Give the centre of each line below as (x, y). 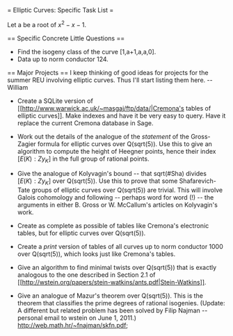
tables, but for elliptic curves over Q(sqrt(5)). (81, 233)
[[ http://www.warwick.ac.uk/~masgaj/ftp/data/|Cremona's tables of (114, 108)
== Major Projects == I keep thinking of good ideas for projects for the (108, 72)
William (18, 87)
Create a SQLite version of (55, 101)
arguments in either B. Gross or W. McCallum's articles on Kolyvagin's (117, 205)
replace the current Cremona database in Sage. (86, 123)
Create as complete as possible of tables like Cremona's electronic (113, 226)
